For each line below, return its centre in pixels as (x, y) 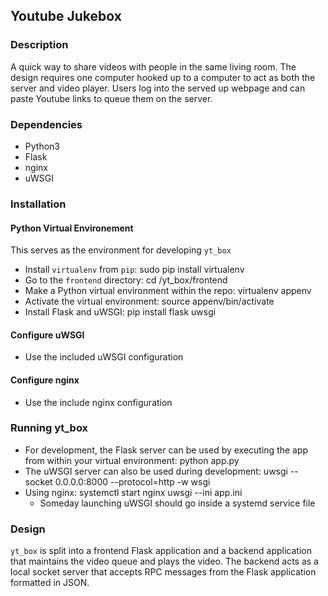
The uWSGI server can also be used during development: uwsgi (156, 471)
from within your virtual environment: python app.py (132, 460)
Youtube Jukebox (66, 16)
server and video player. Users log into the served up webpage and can (158, 88)
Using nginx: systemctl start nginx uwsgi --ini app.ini (133, 492)
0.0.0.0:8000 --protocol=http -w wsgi (132, 481)
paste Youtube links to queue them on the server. (111, 98)
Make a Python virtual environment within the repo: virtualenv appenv (168, 291)
